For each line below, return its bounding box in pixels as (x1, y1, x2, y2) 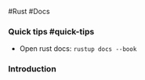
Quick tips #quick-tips (8, 26, 95, 37)
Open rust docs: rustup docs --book (19, 44, 137, 53)
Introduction (8, 64, 56, 75)
